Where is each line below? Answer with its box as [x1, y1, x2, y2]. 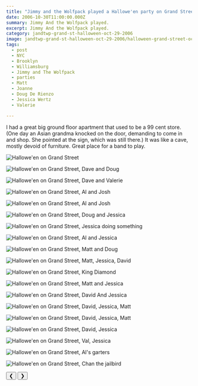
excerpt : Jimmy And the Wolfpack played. [6, 25, 110, 31]
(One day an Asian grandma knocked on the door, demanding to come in [6, 129, 183, 137]
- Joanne [11, 86, 33, 92]
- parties [11, 74, 35, 80]
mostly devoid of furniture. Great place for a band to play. [6, 142, 146, 150]
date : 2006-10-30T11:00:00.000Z [6, 14, 85, 20]
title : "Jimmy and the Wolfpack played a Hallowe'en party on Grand [6, 8, 178, 15]
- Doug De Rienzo [11, 91, 54, 97]
